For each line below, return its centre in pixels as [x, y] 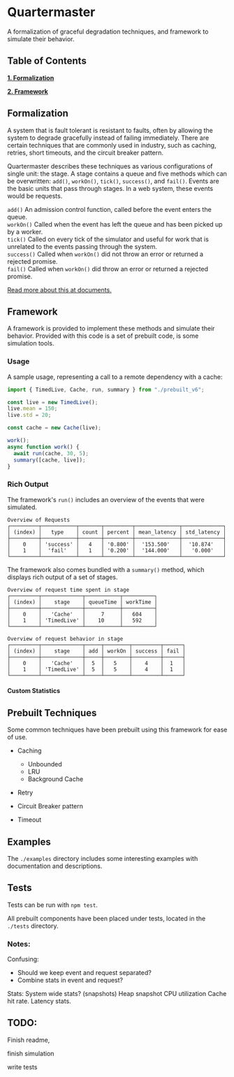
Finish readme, [29, 1040]
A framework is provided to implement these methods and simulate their [111, 329]
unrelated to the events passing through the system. [82, 246]
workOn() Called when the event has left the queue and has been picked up [115, 224]
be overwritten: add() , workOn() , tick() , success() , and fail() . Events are [113, 181]
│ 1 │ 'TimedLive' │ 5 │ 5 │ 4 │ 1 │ [97, 669]
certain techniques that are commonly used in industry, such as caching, [112, 145]
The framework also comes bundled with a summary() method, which [106, 569]
